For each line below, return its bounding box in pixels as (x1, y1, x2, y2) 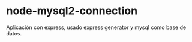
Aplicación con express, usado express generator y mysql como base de (6, 24, 187, 31)
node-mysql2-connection (6, 4, 138, 18)
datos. (6, 30, 22, 37)
